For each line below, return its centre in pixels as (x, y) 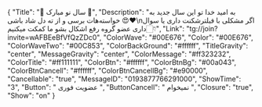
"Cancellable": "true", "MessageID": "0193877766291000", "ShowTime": (124, 79)
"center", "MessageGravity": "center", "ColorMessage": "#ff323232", (119, 54)
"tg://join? (202, 29)
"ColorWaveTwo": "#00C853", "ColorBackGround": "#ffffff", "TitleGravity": (128, 46)
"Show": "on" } (31, 95)
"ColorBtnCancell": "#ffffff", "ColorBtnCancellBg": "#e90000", (108, 71)
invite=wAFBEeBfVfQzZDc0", (55, 37)
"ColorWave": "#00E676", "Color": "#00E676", (178, 37)
